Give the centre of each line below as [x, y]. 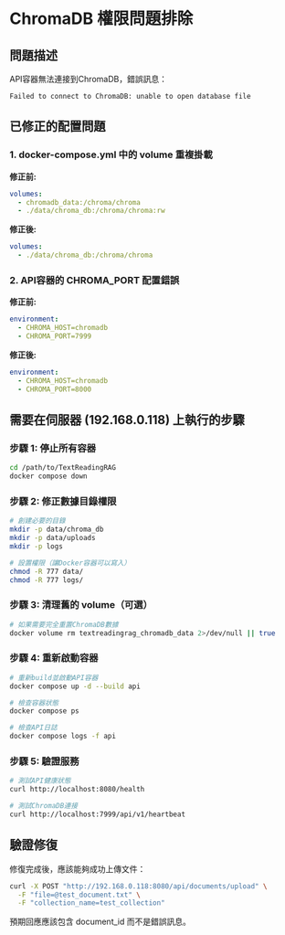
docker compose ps [44, 711]
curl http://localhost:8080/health [77, 790]
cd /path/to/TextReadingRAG [63, 468]
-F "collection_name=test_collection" [92, 903]
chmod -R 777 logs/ [47, 580]
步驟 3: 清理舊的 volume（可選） [81, 605]
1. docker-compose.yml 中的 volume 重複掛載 [111, 154]
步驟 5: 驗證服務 [44, 761]
